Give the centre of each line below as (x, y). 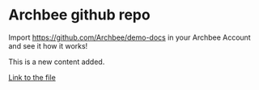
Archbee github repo (80, 15)
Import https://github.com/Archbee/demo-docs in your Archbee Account (129, 37)
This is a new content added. (57, 62)
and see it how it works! (48, 45)
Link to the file (32, 77)
